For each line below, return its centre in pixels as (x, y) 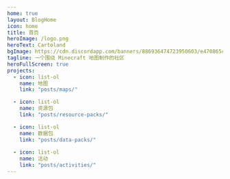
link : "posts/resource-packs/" (64, 115)
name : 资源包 (36, 109)
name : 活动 (34, 159)
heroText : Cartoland (37, 45)
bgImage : (20, 52)
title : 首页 (23, 32)
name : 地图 (34, 83)
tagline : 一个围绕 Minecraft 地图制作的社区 (66, 58)
